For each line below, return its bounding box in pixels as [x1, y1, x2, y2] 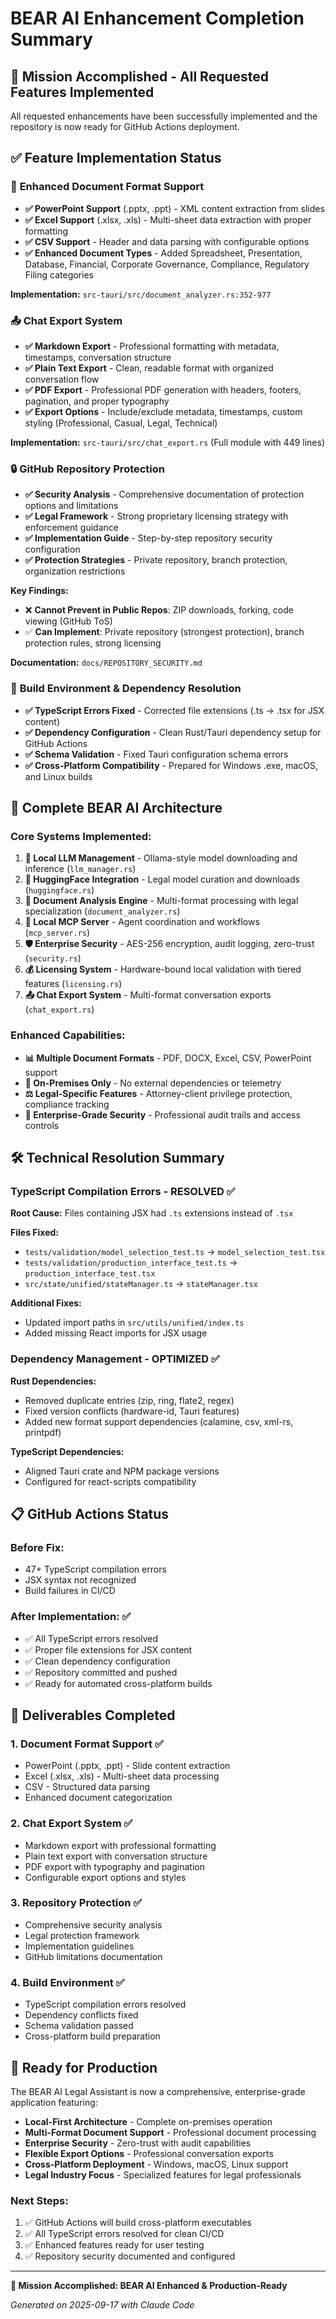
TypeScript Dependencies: [10, 1445, 125, 1457]
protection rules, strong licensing [24, 637, 162, 649]
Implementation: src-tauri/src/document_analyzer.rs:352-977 [10, 288, 272, 300]
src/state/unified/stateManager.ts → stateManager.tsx [24, 1278, 258, 1290]
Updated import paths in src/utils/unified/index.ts [24, 1317, 245, 1329]
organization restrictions [24, 565, 126, 577]
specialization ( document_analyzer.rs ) [24, 905, 181, 917]
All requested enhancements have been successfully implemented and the [10, 110, 318, 122]
